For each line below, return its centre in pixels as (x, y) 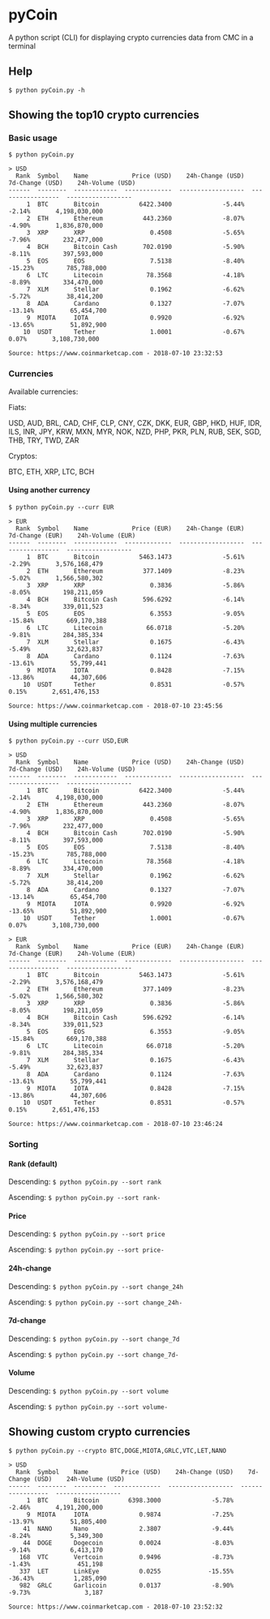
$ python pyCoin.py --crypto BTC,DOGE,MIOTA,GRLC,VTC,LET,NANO (118, 1450)
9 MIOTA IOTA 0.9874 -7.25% (130, 1514)
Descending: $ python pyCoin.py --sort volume (88, 1391)
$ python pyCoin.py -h (47, 90)
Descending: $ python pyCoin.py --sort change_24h (96, 1286)
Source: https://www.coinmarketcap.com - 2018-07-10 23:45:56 (116, 706)
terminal (22, 45)
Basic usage (33, 138)
